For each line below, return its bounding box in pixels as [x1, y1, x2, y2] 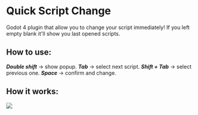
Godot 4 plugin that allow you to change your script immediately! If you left [6, 24, 190, 31]
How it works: [6, 87, 58, 97]
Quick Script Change [6, 4, 112, 18]
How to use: [6, 47, 52, 57]
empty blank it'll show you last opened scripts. [6, 30, 120, 37]
